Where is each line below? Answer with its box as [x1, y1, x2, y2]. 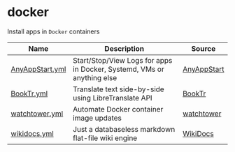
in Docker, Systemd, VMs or [73, 64, 164, 74]
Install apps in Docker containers [7, 27, 100, 36]
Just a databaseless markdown [73, 124, 176, 134]
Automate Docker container [73, 104, 164, 114]
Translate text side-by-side [73, 84, 164, 94]
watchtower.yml [10, 109, 64, 119]
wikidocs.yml [10, 128, 54, 138]
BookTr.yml [10, 89, 48, 98]
